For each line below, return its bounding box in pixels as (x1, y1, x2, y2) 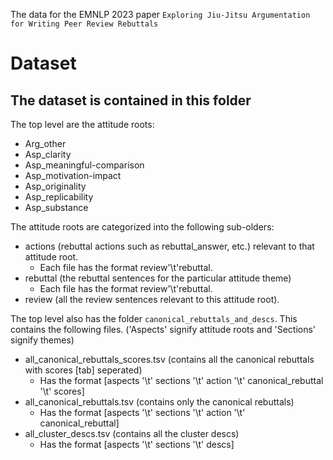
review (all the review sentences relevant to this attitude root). (24, 294, 280, 305)
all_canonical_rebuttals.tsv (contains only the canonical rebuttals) (24, 396, 295, 408)
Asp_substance (24, 202, 89, 213)
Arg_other (24, 138, 67, 149)
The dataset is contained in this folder (10, 92, 252, 109)
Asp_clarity (24, 149, 72, 160)
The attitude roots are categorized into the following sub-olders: (10, 221, 275, 233)
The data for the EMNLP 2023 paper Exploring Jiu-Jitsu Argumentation (10, 9, 311, 20)
